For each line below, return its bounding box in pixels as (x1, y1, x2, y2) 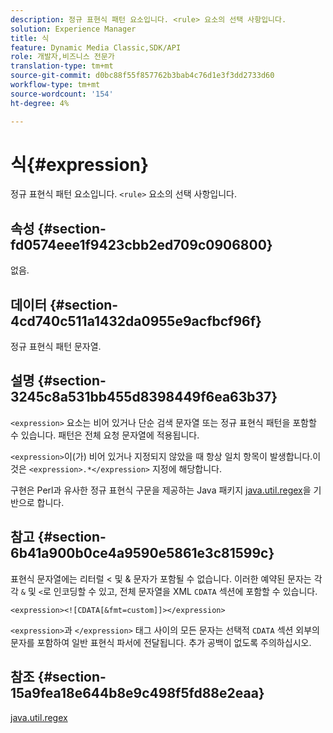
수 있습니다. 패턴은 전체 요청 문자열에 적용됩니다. (10, 429, 200, 441)
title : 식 (10, 33, 50, 43)
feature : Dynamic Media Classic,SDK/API (10, 42, 182, 53)
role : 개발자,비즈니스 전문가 (10, 52, 115, 62)
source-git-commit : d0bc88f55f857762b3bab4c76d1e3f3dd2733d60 (10, 71, 275, 81)
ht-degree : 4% (10, 98, 70, 108)
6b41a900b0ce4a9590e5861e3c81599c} (10, 545, 275, 562)
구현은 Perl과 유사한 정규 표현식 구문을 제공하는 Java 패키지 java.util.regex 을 (10, 484, 312, 496)
